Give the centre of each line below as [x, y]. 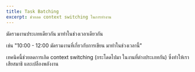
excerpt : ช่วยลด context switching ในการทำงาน [59, 17]
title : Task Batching [33, 11]
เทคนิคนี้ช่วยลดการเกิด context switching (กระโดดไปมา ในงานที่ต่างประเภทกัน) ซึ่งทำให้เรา [98, 57]
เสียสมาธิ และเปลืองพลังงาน [32, 64]
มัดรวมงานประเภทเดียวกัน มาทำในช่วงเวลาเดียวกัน [55, 33]
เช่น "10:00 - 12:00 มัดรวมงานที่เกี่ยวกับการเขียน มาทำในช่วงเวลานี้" [74, 45]
